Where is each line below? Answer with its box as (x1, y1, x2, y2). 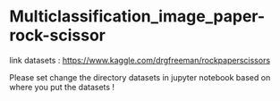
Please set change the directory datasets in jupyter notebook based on (9, 72, 271, 82)
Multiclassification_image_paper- (9, 6, 266, 27)
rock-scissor (9, 25, 106, 46)
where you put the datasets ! (9, 81, 115, 92)
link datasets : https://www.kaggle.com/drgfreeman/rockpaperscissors (9, 55, 271, 65)
